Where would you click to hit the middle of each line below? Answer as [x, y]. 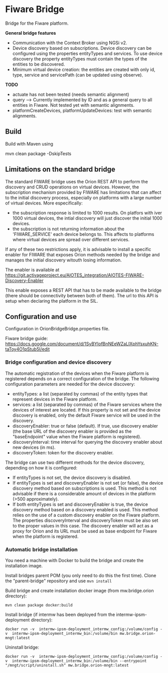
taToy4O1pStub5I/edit [28, 349]
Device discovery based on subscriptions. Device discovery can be [82, 48]
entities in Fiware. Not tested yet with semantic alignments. [73, 105]
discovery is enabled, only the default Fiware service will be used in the [86, 415]
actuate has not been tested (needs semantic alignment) [71, 94]
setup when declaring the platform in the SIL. [52, 301]
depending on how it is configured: [41, 467]
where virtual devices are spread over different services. [71, 239]
